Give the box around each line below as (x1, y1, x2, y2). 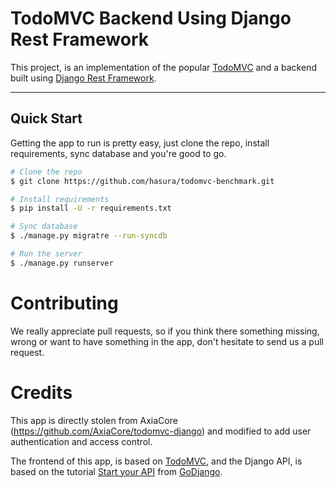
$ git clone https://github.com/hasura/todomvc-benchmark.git (10, 176, 275, 186)
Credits (10, 381, 73, 404)
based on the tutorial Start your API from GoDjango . (10, 465, 223, 477)
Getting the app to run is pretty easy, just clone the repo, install (10, 137, 270, 149)
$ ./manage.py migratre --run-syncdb (10, 231, 168, 241)
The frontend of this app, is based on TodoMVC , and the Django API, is (10, 455, 303, 467)
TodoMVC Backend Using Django (10, 7, 292, 30)
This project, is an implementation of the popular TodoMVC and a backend (10, 61, 317, 73)
